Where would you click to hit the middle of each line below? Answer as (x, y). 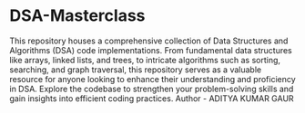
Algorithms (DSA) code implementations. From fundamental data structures (151, 50)
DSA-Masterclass (77, 16)
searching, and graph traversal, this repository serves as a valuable (136, 70)
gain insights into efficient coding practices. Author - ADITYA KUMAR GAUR (152, 98)
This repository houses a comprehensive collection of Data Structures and (149, 41)
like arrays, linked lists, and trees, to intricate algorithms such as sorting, (145, 60)
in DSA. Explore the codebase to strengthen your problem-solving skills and (152, 89)
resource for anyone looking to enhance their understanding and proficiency (152, 79)
